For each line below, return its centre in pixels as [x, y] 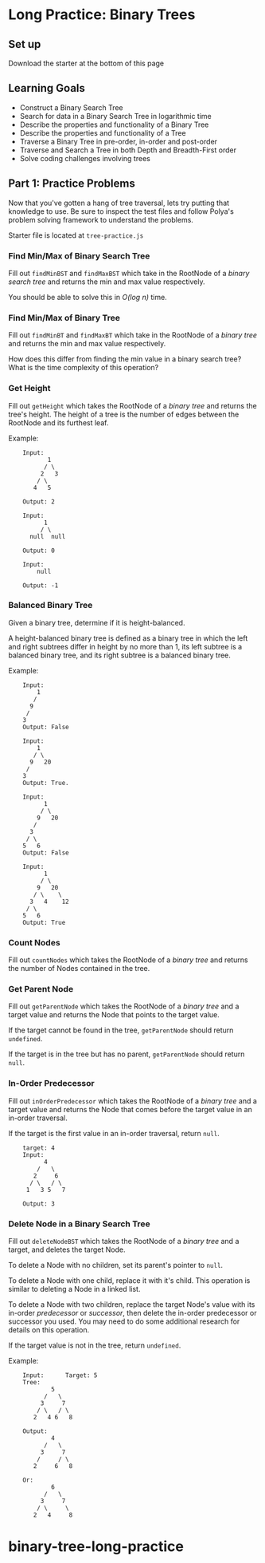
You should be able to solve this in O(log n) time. [88, 297]
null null [47, 536]
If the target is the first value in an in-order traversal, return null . [114, 1133]
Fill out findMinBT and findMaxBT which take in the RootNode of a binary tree [132, 335]
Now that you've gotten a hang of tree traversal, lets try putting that [119, 203]
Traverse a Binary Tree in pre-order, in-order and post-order [118, 141]
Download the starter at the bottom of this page [86, 63]
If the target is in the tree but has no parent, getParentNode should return [127, 1054]
